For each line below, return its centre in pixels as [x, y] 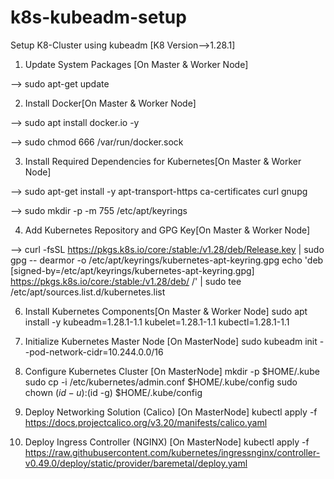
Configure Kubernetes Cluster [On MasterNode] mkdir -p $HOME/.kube [172, 371]
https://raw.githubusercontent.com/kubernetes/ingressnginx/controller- [172, 452]
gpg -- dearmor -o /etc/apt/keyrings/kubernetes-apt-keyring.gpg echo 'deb [167, 260]
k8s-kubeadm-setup [98, 17]
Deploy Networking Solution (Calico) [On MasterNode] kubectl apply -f [171, 412]
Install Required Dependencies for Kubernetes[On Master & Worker [163, 161]
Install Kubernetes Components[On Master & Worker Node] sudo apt [166, 311]
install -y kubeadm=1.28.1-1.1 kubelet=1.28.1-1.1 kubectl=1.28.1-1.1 [157, 322]
